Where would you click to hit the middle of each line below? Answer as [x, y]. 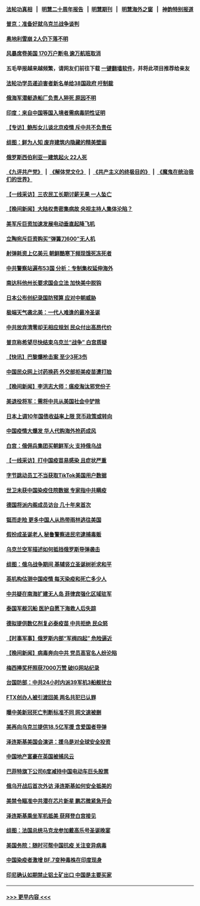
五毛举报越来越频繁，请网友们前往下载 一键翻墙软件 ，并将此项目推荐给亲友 [98, 68]
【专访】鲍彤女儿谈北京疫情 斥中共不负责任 [59, 127]
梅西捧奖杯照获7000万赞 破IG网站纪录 [53, 667]
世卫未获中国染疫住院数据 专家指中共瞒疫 [57, 490]
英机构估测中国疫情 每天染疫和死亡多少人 [57, 579]
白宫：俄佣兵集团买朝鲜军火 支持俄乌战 [54, 446]
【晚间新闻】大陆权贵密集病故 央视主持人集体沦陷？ [69, 209]
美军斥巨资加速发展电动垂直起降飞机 [51, 224]
